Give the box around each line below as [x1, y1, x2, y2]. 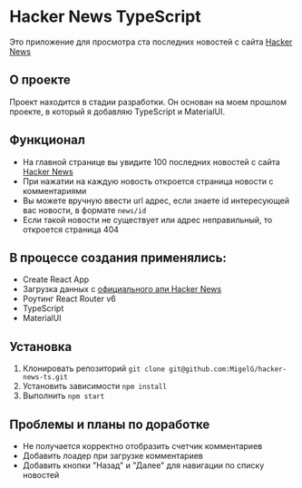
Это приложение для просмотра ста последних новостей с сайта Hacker [9, 36, 293, 47]
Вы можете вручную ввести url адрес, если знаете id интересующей [22, 195, 290, 206]
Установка [9, 338, 73, 355]
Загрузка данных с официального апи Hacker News [22, 284, 222, 295]
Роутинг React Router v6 [22, 293, 116, 305]
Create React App [22, 274, 90, 285]
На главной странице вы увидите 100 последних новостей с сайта [22, 156, 281, 167]
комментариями [22, 185, 87, 196]
